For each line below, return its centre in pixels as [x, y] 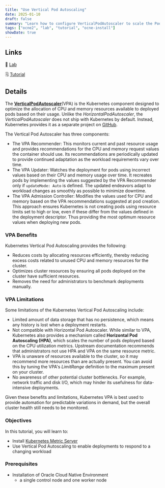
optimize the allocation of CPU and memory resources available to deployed [82, 108]
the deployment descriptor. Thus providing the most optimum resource [84, 217]
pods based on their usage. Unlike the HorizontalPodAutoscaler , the [74, 114]
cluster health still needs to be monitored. [47, 408]
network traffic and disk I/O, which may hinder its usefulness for [77, 383]
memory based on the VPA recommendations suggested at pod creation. [86, 201]
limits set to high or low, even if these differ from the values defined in [83, 211]
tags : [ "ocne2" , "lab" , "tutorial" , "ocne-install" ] [60, 28]
